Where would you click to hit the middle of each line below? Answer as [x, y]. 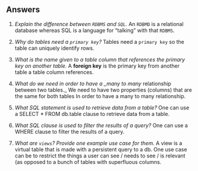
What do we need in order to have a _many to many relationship [93, 83]
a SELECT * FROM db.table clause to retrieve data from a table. [92, 114]
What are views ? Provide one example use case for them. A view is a [98, 143]
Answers [23, 10]
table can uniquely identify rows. [54, 48]
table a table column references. [54, 72]
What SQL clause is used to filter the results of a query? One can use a [101, 125]
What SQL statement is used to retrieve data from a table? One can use [102, 107]
